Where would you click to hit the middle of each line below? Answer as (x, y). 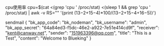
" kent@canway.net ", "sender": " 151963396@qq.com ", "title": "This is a (78, 33)
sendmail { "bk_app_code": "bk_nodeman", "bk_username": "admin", (76, 22)
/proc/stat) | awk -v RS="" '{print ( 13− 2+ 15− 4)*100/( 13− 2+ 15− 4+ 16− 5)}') (81, 13)
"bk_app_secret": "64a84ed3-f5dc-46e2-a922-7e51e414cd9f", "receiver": (82, 28)
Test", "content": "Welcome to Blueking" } (48, 38)
